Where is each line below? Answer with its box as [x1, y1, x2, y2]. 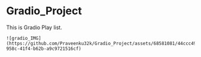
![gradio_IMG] [6, 35, 42, 41]
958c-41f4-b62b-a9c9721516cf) [6, 46, 82, 52]
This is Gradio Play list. [6, 24, 63, 31]
